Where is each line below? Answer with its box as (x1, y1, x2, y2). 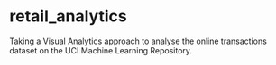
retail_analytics (9, 6, 128, 27)
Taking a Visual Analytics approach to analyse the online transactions (9, 36, 268, 46)
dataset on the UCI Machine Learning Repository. (9, 45, 192, 55)
